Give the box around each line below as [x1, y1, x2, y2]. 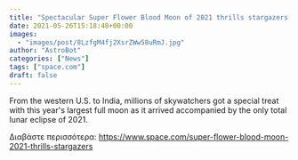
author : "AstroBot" [9, 46, 82, 55]
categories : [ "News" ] [9, 54, 90, 63]
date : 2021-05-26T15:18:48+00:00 [9, 21, 133, 30]
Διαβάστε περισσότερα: [9, 131, 97, 142]
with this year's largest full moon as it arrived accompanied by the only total [9, 104, 287, 116]
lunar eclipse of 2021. [9, 114, 89, 124]
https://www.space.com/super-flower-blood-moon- [98, 131, 289, 142]
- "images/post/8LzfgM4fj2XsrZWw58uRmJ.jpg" [17, 37, 185, 47]
